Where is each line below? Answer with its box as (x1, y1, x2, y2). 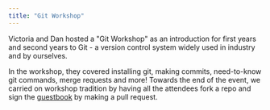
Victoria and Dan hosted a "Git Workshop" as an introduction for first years (8, 34, 256, 43)
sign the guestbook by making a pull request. (8, 92, 159, 101)
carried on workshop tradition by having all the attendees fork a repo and (8, 84, 251, 93)
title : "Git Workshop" (8, 11, 85, 20)
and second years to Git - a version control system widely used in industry (8, 42, 255, 52)
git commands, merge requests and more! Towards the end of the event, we (8, 75, 261, 84)
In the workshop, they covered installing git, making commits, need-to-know (8, 66, 262, 76)
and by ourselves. (8, 51, 68, 60)
